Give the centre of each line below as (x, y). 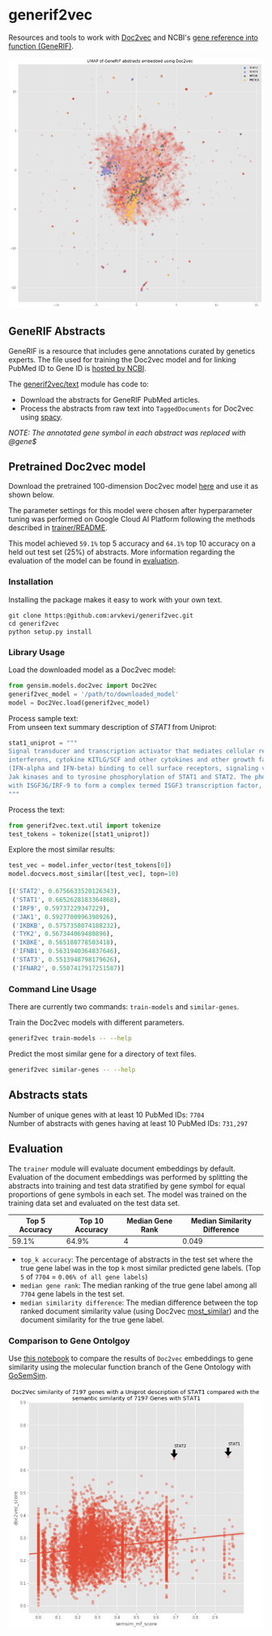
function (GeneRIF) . (41, 45)
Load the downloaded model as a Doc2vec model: (92, 669)
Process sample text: (43, 718)
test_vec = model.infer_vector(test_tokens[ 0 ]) (90, 865)
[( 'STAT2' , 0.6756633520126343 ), (65, 891)
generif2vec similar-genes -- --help (72, 1070)
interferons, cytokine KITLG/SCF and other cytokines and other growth (132, 760)
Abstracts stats (48, 1095)
